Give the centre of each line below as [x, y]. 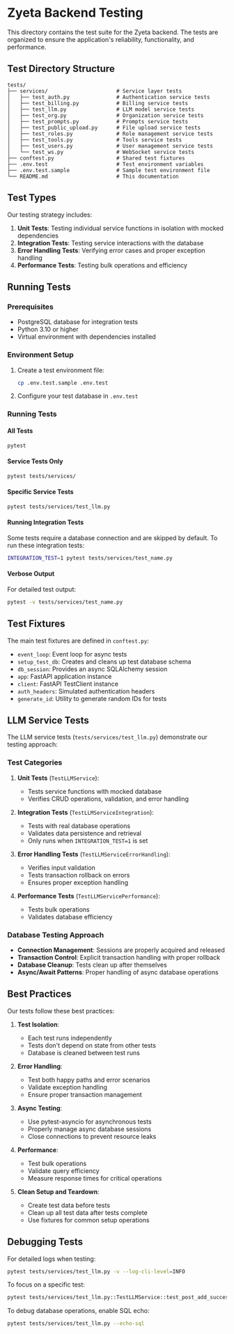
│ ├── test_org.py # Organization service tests [106, 115]
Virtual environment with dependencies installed [87, 337]
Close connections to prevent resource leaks [92, 1136]
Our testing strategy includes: [50, 215]
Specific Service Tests [41, 492]
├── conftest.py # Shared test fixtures [96, 158]
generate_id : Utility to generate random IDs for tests [92, 698]
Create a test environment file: [61, 370]
